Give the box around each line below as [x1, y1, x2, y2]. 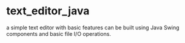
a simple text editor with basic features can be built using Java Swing [6, 24, 180, 31]
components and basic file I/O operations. [6, 30, 111, 37]
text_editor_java [6, 4, 90, 18]
